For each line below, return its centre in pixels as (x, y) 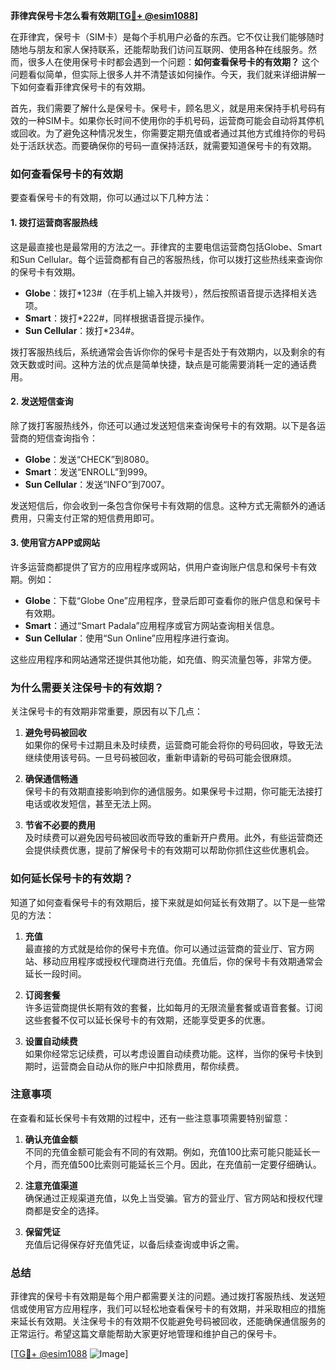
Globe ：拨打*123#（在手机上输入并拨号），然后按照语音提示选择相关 (166, 293)
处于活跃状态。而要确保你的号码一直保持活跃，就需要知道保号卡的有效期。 (163, 145)
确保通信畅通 (51, 779)
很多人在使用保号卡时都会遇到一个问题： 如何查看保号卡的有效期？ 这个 (173, 62)
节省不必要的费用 (60, 825)
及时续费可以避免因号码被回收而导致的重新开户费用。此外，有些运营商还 (173, 838)
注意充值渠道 (51, 1185)
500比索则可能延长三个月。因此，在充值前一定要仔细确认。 (199, 1164)
